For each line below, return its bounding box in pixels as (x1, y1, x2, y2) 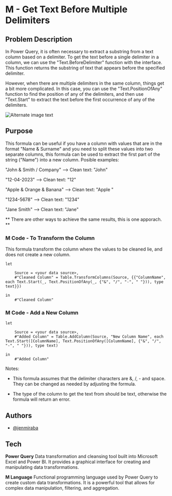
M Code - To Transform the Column (5, 234, 95, 241)
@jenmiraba (12, 425, 38, 431)
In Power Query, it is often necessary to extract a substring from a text (5, 49, 154, 54)
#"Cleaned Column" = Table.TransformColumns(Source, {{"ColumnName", (14, 275, 166, 280)
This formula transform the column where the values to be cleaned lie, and (5, 246, 163, 252)
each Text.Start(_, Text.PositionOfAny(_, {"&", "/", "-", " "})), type (5, 279, 164, 285)
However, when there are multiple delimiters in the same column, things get (5, 80, 165, 86)
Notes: (5, 365, 19, 372)
